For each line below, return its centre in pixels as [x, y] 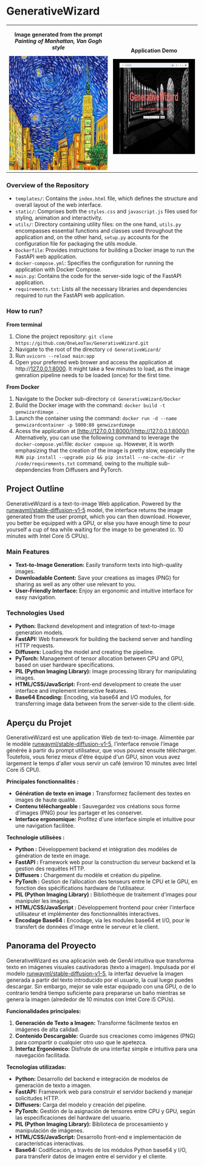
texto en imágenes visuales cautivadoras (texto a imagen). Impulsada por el [101, 967]
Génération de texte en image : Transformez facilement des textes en [103, 793]
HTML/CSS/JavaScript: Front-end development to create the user [98, 684]
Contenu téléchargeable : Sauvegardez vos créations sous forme [97, 806]
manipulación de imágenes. [49, 1130]
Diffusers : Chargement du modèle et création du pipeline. [88, 875]
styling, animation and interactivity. [59, 218]
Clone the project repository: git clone [64, 336]
